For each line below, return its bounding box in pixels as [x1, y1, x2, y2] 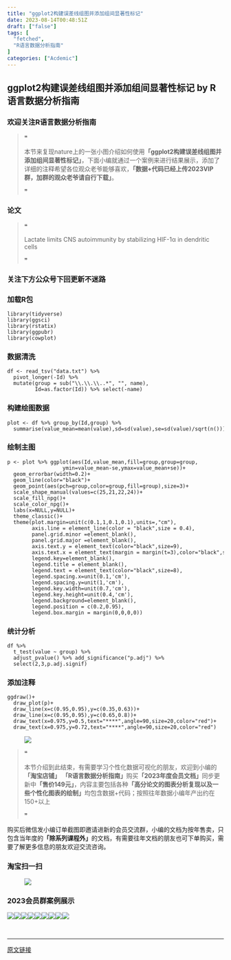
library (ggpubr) [7, 328, 54, 335]
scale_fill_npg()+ [13, 494, 67, 501]
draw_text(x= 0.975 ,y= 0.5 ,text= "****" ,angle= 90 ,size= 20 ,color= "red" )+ [13, 718, 217, 725]
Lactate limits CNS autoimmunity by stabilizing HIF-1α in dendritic [23, 235, 210, 243]
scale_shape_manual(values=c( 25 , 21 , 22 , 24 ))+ [13, 488, 143, 496]
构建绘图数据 [7, 404, 50, 413]
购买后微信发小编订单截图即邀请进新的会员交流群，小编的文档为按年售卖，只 [7, 826, 224, 834]
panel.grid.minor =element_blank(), [32, 531, 137, 538]
